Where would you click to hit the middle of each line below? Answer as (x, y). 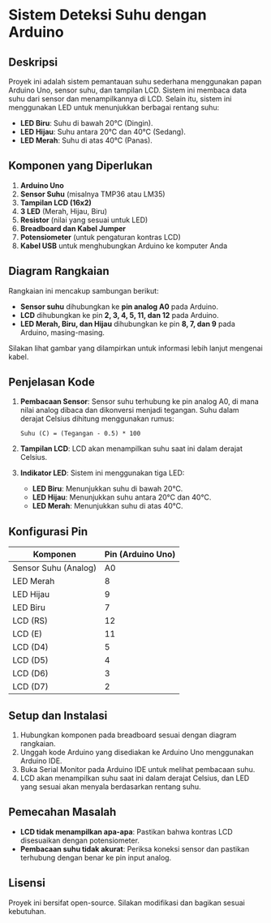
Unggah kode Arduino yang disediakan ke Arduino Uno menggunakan (137, 753)
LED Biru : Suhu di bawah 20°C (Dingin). (86, 123)
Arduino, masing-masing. (62, 332)
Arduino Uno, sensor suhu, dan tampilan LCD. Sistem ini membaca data (128, 90)
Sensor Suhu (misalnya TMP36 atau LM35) (92, 194)
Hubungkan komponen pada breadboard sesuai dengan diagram (128, 735)
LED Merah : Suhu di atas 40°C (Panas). (86, 140)
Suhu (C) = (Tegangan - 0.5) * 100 (80, 434)
